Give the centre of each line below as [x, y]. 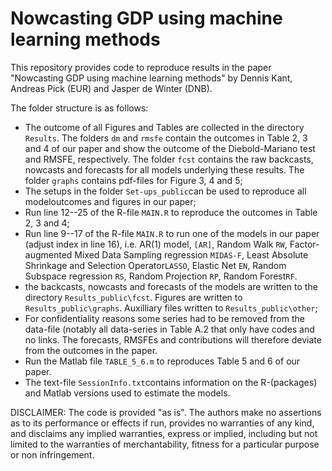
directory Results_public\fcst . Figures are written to [133, 297]
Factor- [304, 244]
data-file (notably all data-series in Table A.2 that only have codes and [169, 329]
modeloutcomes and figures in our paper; [110, 201]
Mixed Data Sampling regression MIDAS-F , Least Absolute [191, 254]
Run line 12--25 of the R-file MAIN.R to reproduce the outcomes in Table [171, 212]
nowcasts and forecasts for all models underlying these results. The [164, 169]
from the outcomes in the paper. [91, 350]
